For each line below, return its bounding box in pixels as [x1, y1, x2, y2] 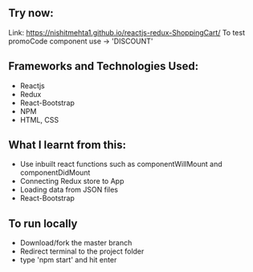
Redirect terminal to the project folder [19, 246, 145, 256]
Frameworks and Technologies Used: [8, 59, 199, 73]
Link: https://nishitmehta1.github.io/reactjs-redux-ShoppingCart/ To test [8, 27, 245, 37]
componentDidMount [19, 168, 91, 177]
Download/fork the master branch [19, 238, 133, 248]
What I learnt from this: [8, 138, 127, 152]
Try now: [8, 6, 54, 20]
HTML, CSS [19, 115, 59, 124]
